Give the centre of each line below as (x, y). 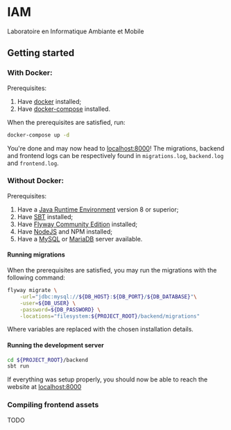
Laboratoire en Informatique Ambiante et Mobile (76, 31)
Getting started (41, 53)
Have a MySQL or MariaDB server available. (80, 239)
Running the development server (55, 345)
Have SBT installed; (45, 216)
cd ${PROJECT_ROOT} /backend (48, 360)
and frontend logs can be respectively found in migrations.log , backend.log (115, 155)
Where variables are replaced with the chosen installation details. (101, 329)
